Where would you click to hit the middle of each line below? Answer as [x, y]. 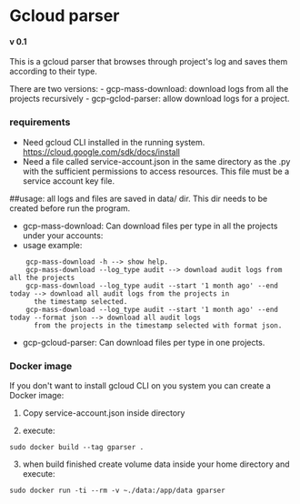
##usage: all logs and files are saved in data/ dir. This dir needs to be [139, 198]
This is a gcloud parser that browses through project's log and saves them [149, 62]
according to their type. [53, 71]
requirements [40, 122]
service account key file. [69, 181]
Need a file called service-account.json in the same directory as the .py [156, 161]
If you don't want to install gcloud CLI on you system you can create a [140, 385]
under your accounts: [63, 235]
